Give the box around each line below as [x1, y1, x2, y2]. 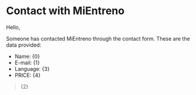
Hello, [6, 24, 21, 31]
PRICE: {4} [14, 71, 41, 78]
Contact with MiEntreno [6, 4, 125, 18]
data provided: [6, 41, 42, 48]
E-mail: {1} [14, 59, 40, 66]
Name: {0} [14, 53, 40, 60]
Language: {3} [14, 65, 50, 72]
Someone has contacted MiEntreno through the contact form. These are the [6, 35, 190, 42]
